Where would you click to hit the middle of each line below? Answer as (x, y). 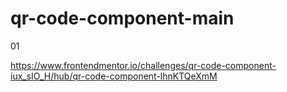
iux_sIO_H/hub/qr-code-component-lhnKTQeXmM (114, 76)
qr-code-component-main (122, 18)
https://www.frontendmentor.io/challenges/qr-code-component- (143, 65)
